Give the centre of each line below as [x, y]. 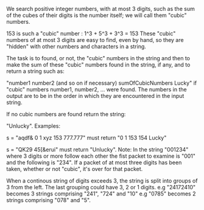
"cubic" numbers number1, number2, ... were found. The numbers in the [97, 89]
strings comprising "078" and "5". [49, 200]
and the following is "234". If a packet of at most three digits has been [94, 163]
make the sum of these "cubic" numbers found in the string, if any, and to [98, 65]
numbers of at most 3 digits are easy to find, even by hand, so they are [95, 40]
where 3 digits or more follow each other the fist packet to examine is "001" [101, 156]
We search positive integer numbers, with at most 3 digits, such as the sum [100, 9]
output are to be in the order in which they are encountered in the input [95, 96]
